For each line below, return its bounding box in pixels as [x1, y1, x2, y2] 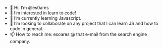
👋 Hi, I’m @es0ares [9, 5, 49, 10]
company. [9, 39, 31, 44]
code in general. [9, 26, 44, 32]
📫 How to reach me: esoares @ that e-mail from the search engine [9, 31, 147, 37]
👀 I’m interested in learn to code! [9, 10, 76, 16]
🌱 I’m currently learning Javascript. [9, 15, 82, 21]
